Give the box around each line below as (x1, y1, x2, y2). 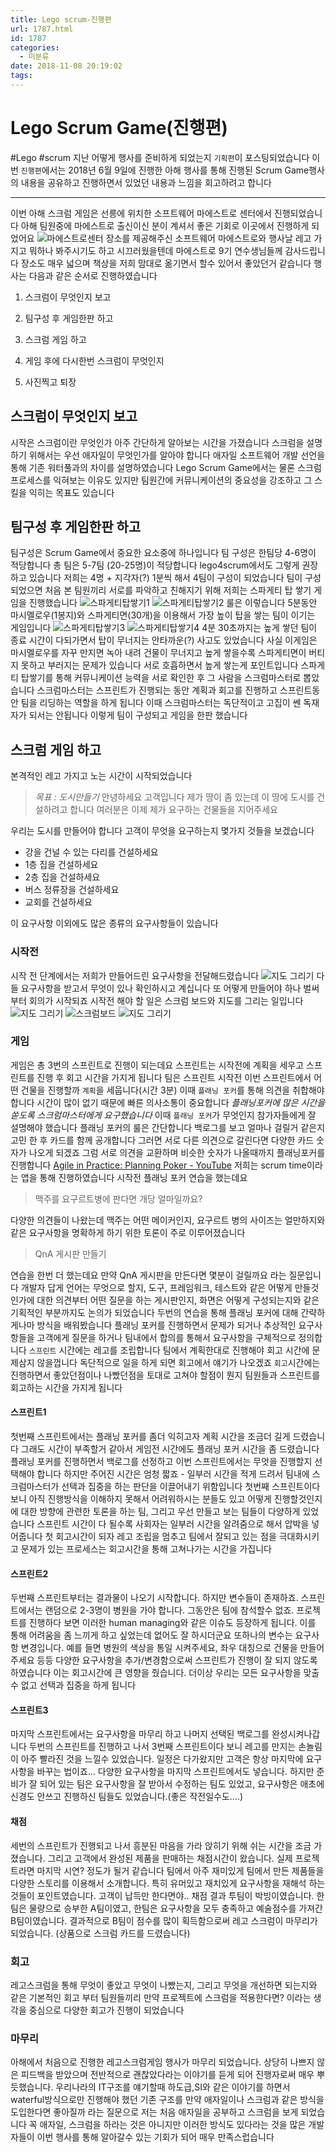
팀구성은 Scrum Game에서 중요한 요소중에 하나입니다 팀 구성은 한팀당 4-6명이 (10, 547, 317, 559)
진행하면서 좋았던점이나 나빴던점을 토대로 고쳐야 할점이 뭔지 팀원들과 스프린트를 (10, 1369, 321, 1381)
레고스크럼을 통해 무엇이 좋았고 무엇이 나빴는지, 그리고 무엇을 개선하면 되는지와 (10, 1979, 318, 1991)
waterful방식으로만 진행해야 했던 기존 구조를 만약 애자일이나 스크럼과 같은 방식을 (10, 2094, 325, 2106)
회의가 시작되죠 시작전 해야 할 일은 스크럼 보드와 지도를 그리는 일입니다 (28, 994, 304, 1006)
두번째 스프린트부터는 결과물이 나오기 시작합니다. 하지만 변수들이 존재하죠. (10, 1592, 299, 1604)
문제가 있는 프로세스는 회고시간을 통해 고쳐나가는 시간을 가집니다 (20, 1543, 272, 1555)
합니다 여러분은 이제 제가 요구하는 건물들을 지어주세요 (69, 804, 278, 816)
